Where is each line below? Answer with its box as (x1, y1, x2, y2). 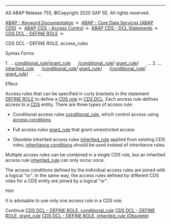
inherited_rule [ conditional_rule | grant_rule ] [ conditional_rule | (5, 66, 146, 71)
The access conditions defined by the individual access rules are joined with (5, 167, 165, 173)
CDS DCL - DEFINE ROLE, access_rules (5, 40, 88, 46)
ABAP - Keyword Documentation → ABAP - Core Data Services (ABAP (5, 20, 154, 25)
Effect (5, 81, 18, 87)
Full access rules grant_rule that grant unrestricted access (12, 127, 135, 132)
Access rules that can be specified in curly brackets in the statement (5, 91, 149, 97)
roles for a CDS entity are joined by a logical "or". (5, 178, 108, 184)
